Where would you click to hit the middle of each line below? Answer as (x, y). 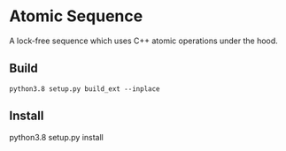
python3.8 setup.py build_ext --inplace (85, 89)
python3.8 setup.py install (57, 137)
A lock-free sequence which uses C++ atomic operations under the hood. (144, 41)
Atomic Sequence (76, 16)
